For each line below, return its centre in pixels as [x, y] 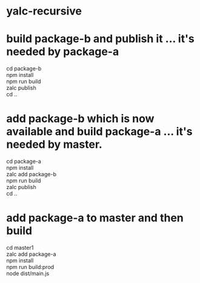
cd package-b [24, 68]
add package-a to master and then [95, 218]
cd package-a [24, 161]
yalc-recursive [44, 11]
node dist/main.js [28, 273]
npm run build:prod [30, 267]
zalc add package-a [31, 254]
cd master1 [20, 248]
